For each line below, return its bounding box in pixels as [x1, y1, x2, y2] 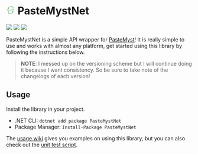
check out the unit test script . [6, 141, 78, 148]
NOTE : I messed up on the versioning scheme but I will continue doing [20, 60, 192, 67]
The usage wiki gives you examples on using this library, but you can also [6, 134, 185, 142]
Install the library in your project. [6, 105, 85, 113]
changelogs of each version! [20, 72, 90, 79]
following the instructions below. [6, 49, 85, 56]
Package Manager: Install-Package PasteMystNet [14, 123, 137, 130]
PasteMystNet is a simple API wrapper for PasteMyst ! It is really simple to [6, 36, 185, 43]
